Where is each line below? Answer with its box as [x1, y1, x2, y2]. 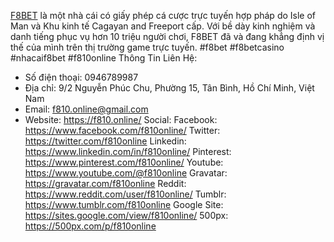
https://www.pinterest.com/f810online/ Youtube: [24, 156, 224, 168]
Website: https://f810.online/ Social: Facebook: [24, 114, 218, 125]
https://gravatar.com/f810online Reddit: [24, 178, 187, 189]
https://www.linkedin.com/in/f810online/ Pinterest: [24, 146, 232, 157]
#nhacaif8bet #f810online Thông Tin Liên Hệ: [10, 52, 198, 64]
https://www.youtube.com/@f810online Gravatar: [24, 167, 228, 179]
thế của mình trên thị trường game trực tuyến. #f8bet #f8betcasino [10, 41, 285, 53]
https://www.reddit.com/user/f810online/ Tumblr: [24, 188, 227, 200]
